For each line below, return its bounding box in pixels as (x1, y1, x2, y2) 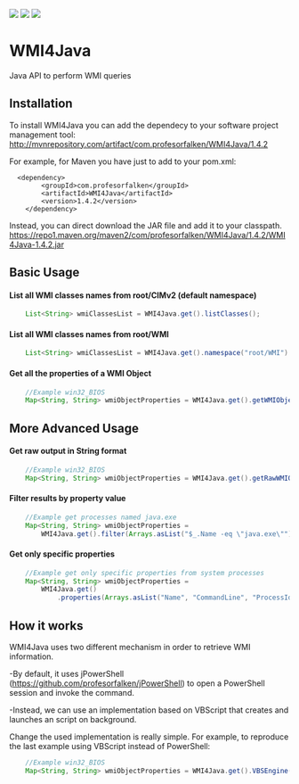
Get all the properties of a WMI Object (9, 367, 152, 378)
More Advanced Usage (9, 420, 140, 436)
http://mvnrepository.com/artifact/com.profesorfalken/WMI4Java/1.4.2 (9, 138, 269, 149)
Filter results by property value (9, 493, 126, 504)
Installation (9, 96, 73, 111)
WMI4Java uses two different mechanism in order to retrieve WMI (9, 641, 251, 652)
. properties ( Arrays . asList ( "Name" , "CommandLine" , (56, 593, 249, 602)
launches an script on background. (9, 714, 137, 724)
